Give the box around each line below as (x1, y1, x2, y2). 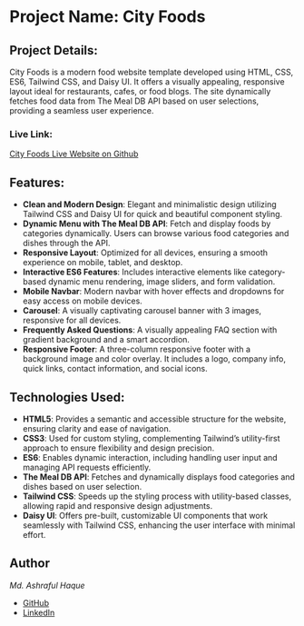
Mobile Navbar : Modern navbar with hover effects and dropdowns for (22, 286, 285, 297)
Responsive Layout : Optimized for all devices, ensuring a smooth (22, 247, 269, 258)
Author (9, 556, 50, 571)
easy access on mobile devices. (22, 295, 142, 306)
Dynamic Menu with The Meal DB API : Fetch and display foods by (22, 218, 271, 229)
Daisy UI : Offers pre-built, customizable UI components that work (22, 510, 269, 521)
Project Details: (9, 43, 98, 58)
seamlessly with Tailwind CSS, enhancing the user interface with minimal (22, 520, 296, 531)
